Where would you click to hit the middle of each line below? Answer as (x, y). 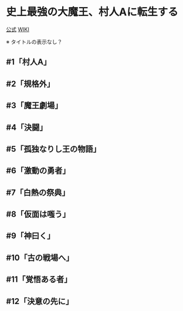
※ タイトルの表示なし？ (34, 42)
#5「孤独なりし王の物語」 (53, 149)
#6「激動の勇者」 (38, 171)
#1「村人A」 (29, 62)
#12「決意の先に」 (40, 301)
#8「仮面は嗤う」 (38, 214)
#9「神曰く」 (30, 236)
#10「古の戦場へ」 (40, 257)
